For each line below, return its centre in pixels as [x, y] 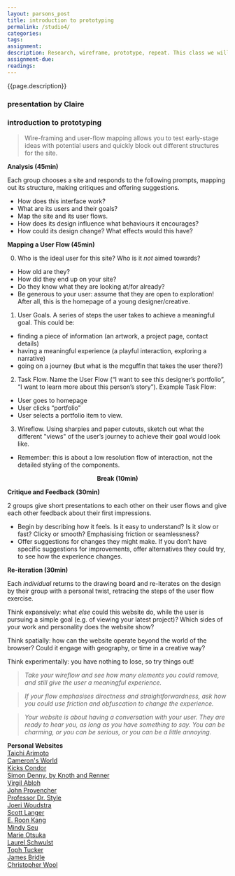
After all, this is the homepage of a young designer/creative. [104, 301]
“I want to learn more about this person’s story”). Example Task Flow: [117, 387]
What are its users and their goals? [67, 208]
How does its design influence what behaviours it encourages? [108, 223]
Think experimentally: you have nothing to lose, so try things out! [101, 661]
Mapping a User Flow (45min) [51, 244]
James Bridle [26, 857]
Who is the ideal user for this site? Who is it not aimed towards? [109, 258]
